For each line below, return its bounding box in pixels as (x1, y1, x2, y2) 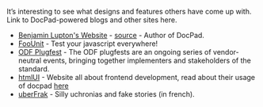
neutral (17, 55, 42, 65)
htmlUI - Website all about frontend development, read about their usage (17, 73, 256, 82)
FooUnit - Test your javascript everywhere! (17, 39, 158, 48)
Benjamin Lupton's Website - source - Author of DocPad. (17, 31, 204, 40)
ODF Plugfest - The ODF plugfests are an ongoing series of (17, 48, 212, 56)
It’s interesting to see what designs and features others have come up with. (6, 7, 252, 16)
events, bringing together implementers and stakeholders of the (43, 55, 252, 65)
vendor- (212, 48, 239, 56)
